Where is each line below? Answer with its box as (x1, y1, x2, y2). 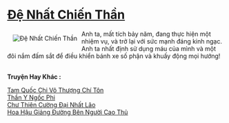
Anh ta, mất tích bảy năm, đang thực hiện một (81, 30, 212, 38)
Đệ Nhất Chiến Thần (7, 7, 126, 23)
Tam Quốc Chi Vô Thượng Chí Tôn (7, 86, 104, 94)
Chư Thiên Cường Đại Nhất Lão (7, 100, 96, 108)
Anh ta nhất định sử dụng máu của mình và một (81, 44, 216, 53)
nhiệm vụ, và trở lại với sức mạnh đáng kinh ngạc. (81, 37, 223, 45)
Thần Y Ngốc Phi (7, 93, 55, 102)
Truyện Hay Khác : (7, 73, 61, 81)
